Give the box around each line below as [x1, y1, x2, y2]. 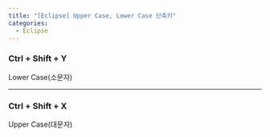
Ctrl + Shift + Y [8, 53, 67, 64]
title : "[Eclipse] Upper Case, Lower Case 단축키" [8, 11, 177, 20]
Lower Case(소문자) [8, 72, 73, 82]
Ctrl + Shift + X [8, 100, 67, 111]
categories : [8, 19, 48, 27]
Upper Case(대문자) [8, 119, 73, 129]
